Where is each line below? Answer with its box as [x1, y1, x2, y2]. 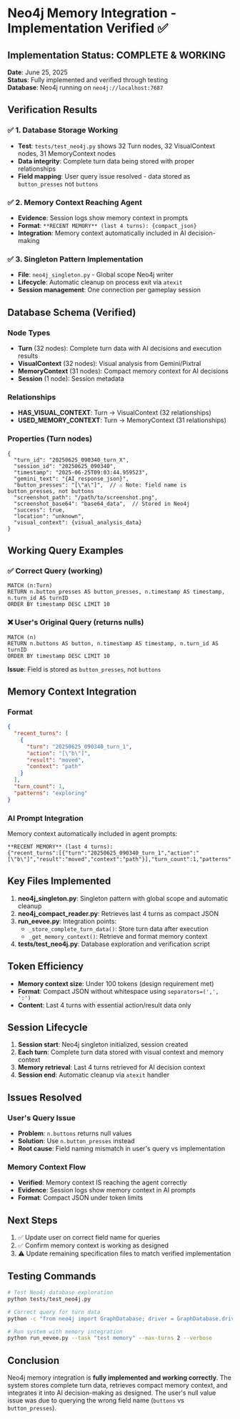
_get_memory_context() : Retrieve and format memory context [28, 932, 208, 940]
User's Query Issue [7, 1112, 76, 1122]
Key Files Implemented [7, 875, 111, 887]
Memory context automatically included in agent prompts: [7, 830, 178, 838]
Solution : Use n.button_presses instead [17, 1137, 135, 1145]
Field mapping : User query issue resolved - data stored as [17, 171, 191, 180]
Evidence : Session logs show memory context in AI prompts [17, 1186, 196, 1195]
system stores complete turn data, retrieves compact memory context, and [7, 1381, 228, 1390]
